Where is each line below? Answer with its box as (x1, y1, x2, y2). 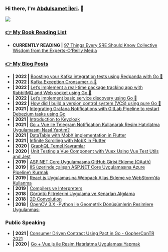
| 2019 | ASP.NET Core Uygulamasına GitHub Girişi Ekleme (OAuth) (12, 158, 151, 164)
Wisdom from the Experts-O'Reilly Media (12, 47, 97, 53)
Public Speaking (5, 219, 46, 226)
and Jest (12, 153, 31, 159)
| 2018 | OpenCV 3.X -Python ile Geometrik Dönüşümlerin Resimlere (12, 201, 154, 207)
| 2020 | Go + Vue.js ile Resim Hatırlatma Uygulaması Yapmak (12, 241, 140, 247)
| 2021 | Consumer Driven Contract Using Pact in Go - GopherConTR (12, 230, 154, 236)
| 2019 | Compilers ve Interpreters (12, 185, 83, 191)
